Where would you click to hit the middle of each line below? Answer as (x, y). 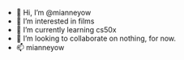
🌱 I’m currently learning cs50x (66, 30)
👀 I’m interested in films (55, 21)
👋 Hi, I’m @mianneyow (53, 13)
